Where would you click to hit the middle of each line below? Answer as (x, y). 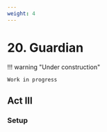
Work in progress (32, 79)
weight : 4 (22, 13)
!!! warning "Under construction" (54, 67)
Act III (20, 101)
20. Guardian (46, 47)
